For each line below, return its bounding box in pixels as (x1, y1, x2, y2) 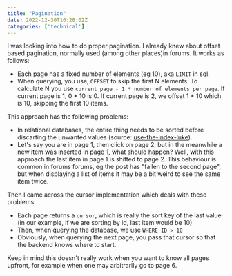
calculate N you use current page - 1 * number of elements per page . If (17, 84, 225, 93)
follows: (7, 57, 30, 65)
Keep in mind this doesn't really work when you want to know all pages (7, 254, 209, 262)
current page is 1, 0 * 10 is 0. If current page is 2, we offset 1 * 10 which (17, 92, 222, 100)
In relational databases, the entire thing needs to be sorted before (17, 126, 204, 135)
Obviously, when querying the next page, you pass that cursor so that (17, 233, 216, 241)
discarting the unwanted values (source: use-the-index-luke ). (17, 133, 193, 141)
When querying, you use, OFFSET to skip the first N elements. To (17, 77, 198, 86)
